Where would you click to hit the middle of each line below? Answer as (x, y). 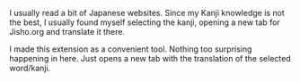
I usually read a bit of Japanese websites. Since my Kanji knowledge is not (147, 13)
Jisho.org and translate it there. (67, 32)
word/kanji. (30, 68)
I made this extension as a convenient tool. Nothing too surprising (131, 49)
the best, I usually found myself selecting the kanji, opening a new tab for (145, 22)
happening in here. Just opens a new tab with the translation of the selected (150, 58)
